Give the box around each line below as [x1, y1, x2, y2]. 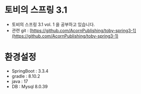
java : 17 [11, 78, 28, 84]
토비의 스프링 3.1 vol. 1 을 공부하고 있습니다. [11, 21, 95, 27]
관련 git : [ [11, 27, 32, 33]
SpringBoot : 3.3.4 [11, 68, 48, 74]
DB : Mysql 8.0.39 [11, 83, 48, 89]
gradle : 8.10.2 [11, 73, 40, 79]
